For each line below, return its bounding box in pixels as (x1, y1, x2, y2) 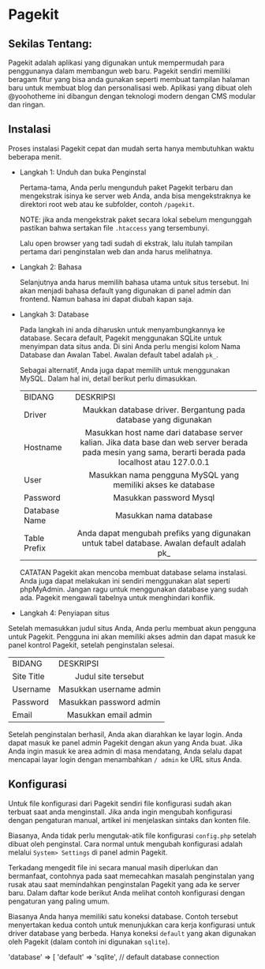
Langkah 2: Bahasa (19, 262, 83, 272)
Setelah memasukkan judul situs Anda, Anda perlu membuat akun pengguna (8, 623, 256, 633)
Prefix (23, 543, 46, 554)
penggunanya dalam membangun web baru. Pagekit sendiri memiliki (8, 66, 231, 76)
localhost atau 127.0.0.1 (118, 456, 211, 468)
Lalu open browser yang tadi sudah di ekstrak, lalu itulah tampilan (19, 238, 233, 248)
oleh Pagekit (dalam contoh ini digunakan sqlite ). (8, 937, 170, 946)
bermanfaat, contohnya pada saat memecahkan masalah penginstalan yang (8, 871, 255, 881)
